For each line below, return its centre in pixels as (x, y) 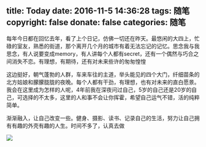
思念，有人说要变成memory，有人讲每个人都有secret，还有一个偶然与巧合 (100, 53)
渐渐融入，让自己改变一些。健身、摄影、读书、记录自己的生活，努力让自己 (100, 118)
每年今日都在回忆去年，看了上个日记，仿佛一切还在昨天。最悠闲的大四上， (100, 38)
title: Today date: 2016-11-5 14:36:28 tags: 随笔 (98, 11)
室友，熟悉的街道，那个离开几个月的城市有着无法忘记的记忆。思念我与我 (108, 46)
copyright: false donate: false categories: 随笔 (96, 22)
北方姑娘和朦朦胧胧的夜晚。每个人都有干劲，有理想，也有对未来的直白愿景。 (103, 82)
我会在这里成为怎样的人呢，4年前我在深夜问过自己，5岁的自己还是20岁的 (99, 89)
